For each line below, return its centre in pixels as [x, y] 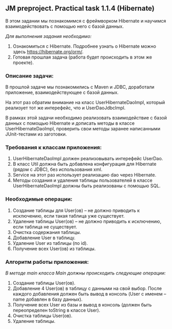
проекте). [23, 62]
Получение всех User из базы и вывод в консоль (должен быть [82, 305]
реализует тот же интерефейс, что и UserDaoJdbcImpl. [65, 108]
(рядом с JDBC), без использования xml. [58, 169]
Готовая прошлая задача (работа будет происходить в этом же [82, 57]
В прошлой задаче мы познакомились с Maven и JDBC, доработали [80, 87]
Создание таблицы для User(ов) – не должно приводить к [76, 210]
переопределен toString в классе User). [56, 310]
